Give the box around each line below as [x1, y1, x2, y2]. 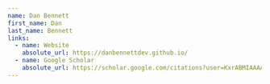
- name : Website [15, 42, 69, 50]
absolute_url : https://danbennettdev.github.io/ [22, 49, 189, 57]
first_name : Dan [7, 19, 62, 27]
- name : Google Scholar [15, 57, 94, 65]
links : [7, 34, 30, 42]
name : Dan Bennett [7, 11, 69, 20]
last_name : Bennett [7, 26, 73, 34]
